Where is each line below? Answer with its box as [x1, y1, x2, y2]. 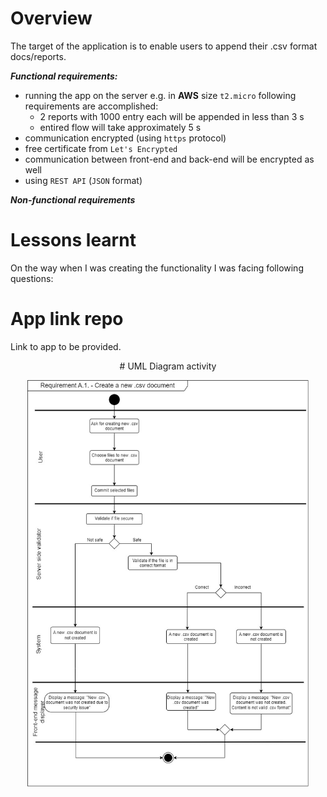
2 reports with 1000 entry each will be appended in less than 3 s [39, 110, 305, 122]
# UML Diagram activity [119, 360, 217, 372]
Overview [10, 7, 93, 30]
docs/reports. [10, 50, 67, 62]
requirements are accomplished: [24, 100, 159, 112]
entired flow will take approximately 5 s [39, 121, 202, 133]
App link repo [10, 308, 124, 331]
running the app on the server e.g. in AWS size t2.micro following [24, 89, 297, 101]
